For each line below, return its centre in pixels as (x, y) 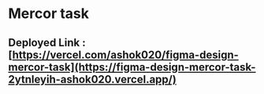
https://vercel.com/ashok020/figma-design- (125, 54)
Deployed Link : (47, 43)
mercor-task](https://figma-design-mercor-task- (132, 67)
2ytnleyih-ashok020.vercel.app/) (93, 79)
